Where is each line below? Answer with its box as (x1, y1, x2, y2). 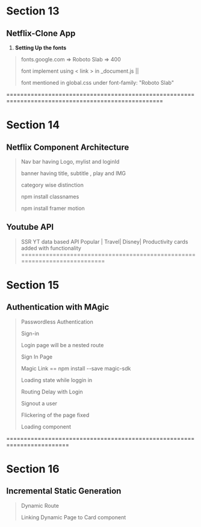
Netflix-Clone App (6, 28, 76, 39)
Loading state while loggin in (20, 376, 93, 383)
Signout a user (20, 399, 58, 407)
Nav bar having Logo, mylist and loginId (20, 158, 120, 165)
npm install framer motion (20, 205, 85, 212)
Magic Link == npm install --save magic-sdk (20, 365, 131, 372)
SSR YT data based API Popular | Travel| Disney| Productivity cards (20, 238, 188, 245)
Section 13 (6, 4, 60, 18)
